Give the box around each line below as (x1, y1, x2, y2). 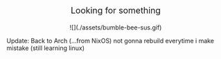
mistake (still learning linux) (6, 44, 85, 52)
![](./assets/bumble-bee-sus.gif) (69, 23, 162, 32)
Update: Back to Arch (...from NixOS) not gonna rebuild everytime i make (6, 37, 215, 45)
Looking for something (71, 5, 161, 16)
